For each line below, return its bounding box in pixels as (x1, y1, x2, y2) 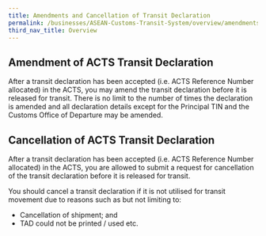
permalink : (8, 19, 44, 27)
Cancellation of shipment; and (19, 211, 118, 219)
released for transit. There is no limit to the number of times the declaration (8, 93, 253, 103)
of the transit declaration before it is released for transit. (8, 171, 191, 181)
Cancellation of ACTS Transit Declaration (8, 133, 215, 147)
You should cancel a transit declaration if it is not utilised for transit (8, 187, 226, 196)
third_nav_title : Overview (8, 26, 97, 34)
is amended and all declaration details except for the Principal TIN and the (8, 102, 249, 112)
